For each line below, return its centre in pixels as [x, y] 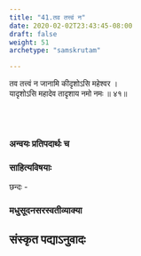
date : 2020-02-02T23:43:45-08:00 [71, 26]
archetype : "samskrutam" [55, 51]
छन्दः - [19, 187]
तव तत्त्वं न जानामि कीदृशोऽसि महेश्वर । [63, 84]
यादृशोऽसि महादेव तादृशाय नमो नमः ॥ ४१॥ [68, 93]
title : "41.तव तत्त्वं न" [47, 17]
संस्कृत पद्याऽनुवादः [47, 240]
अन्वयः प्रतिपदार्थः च [39, 144]
